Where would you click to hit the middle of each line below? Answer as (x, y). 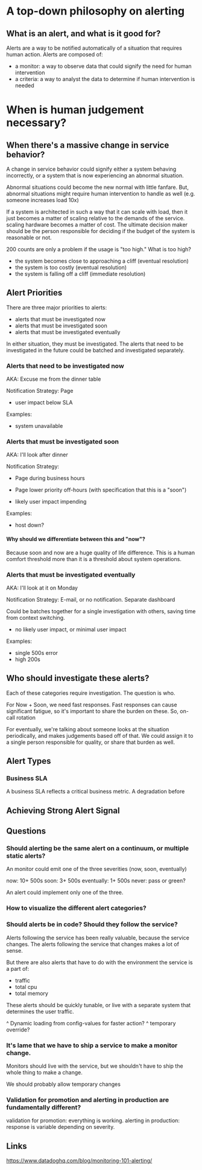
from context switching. (36, 617)
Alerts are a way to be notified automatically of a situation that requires (94, 48)
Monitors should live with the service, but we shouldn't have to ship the (95, 1066)
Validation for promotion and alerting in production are (88, 1100)
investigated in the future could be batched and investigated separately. (96, 350)
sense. (14, 950)
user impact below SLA (44, 403)
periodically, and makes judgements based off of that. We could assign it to (100, 735)
